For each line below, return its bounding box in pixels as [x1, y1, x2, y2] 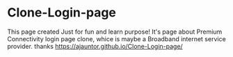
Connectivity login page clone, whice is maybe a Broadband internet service [7, 34, 226, 43]
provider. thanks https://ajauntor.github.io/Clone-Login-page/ [7, 42, 183, 50]
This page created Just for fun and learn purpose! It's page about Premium [7, 27, 223, 36]
